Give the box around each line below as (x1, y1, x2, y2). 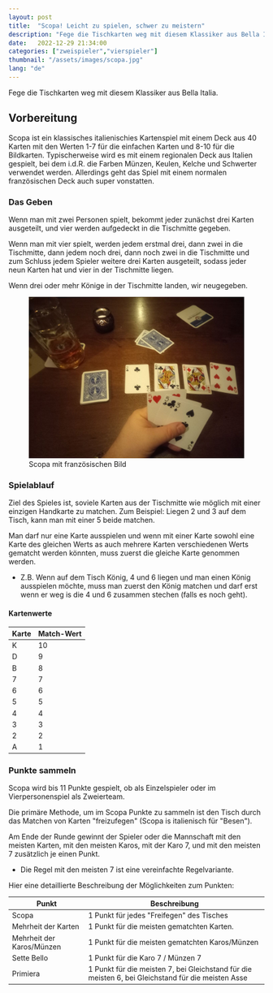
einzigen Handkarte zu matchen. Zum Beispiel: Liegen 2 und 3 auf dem (8, 507, 246, 516)
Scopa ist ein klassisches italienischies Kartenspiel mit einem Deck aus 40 (8, 132, 258, 142)
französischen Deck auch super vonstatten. (8, 175, 154, 186)
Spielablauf (8, 479, 55, 490)
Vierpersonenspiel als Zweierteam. (8, 792, 125, 801)
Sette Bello (11, 952, 49, 962)
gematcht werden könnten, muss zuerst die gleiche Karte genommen (8, 548, 240, 558)
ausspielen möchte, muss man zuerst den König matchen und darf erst (19, 581, 258, 591)
